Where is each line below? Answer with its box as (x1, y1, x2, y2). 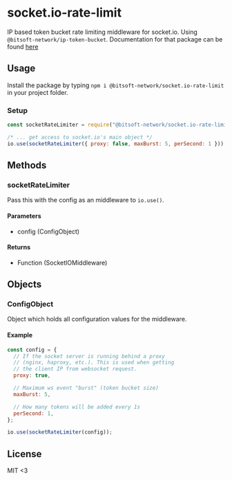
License (7, 448, 42, 460)
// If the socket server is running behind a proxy (13, 353, 166, 359)
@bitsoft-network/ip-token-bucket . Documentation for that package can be (7, 35, 223, 43)
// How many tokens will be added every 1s (13, 403, 140, 410)
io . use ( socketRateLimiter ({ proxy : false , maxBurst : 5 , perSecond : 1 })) (7, 140, 224, 147)
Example (7, 331, 33, 339)
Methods (7, 159, 47, 171)
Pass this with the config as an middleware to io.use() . (7, 196, 164, 204)
